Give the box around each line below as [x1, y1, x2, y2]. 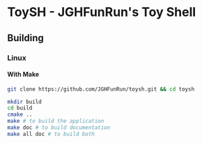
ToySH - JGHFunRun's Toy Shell [7, 4, 196, 20]
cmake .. [7, 111, 33, 119]
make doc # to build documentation [7, 124, 111, 131]
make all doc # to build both [7, 130, 95, 137]
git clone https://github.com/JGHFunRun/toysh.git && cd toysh [7, 85, 195, 93]
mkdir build [7, 98, 42, 105]
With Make [7, 70, 40, 79]
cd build [7, 105, 33, 112]
